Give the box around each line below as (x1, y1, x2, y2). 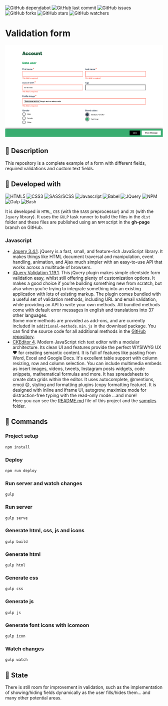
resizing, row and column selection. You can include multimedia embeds (12, 360, 161, 366)
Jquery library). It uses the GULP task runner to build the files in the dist (5, 213, 151, 219)
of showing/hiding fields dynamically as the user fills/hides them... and (5, 689, 151, 695)
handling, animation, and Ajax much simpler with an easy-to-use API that (12, 259, 162, 265)
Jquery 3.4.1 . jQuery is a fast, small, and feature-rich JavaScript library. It (12, 248, 163, 254)
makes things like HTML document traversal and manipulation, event (12, 254, 154, 260)
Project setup (5, 432, 38, 439)
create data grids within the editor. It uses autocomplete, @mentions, (12, 376, 155, 382)
